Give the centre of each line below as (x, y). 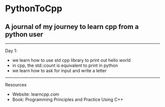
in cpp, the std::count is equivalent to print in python (65, 65)
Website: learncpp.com (36, 94)
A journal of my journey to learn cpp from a (72, 27)
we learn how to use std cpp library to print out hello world (71, 60)
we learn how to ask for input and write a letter (59, 71)
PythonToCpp (34, 9)
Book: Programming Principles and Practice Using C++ (68, 99)
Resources (16, 85)
